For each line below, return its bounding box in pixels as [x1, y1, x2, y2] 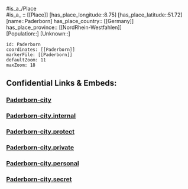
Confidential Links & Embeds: [6, 78, 117, 88]
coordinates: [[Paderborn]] [6, 47, 76, 53]
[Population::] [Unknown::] [6, 30, 71, 37]
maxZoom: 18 [6, 62, 35, 68]
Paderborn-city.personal [6, 159, 79, 167]
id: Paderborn [6, 41, 41, 47]
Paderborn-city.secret [6, 175, 72, 183]
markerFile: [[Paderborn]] [6, 52, 73, 58]
